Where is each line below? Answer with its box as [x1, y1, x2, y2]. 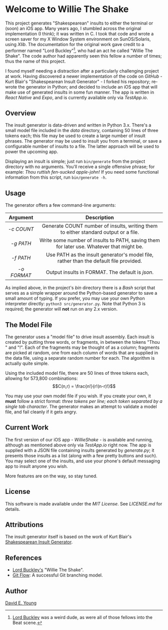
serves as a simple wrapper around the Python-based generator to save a [5, 290, 157, 296]
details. [5, 506, 20, 512]
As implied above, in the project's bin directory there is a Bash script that [5, 285, 155, 291]
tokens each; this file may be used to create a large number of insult [5, 133, 146, 139]
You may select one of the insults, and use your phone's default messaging [5, 458, 160, 464]
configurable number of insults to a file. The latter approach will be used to [5, 144, 159, 150]
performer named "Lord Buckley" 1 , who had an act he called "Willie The [5, 47, 153, 54]
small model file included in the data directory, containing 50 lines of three [5, 128, 158, 134]
